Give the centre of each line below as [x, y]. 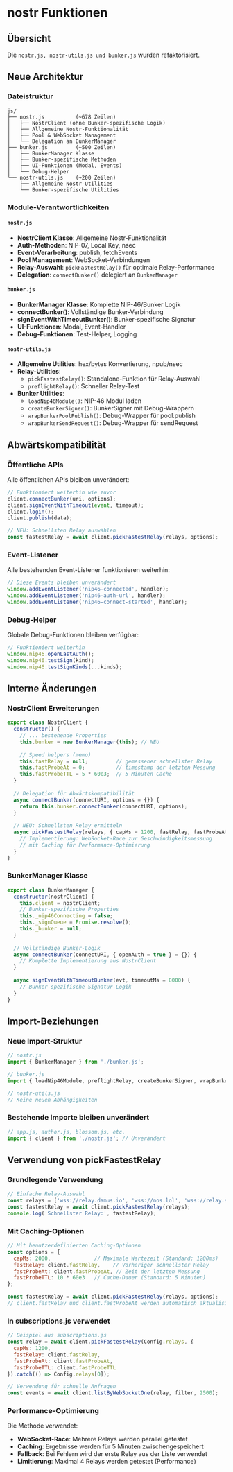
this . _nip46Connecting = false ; [66, 916]
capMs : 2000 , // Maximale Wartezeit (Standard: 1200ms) [116, 1258]
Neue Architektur [45, 77]
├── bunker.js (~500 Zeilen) [62, 147]
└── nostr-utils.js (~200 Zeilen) [62, 177]
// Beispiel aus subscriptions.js [57, 1335]
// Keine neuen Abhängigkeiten [52, 1100]
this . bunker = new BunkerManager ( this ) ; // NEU [89, 742]
